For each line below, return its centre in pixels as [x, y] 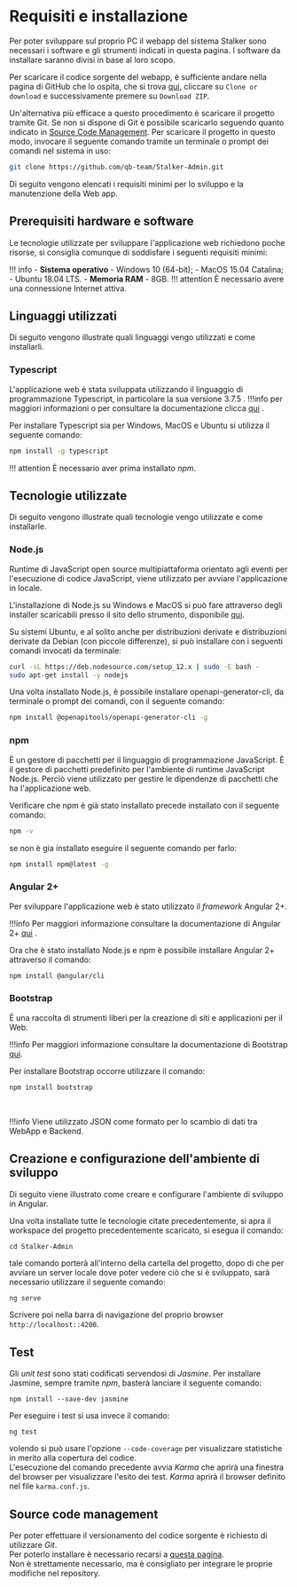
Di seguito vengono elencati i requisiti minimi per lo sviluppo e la [126, 184]
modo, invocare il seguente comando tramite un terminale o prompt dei [139, 141]
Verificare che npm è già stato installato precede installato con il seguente [144, 805]
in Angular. [29, 1204]
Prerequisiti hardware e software [102, 221]
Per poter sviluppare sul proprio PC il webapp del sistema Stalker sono [138, 41]
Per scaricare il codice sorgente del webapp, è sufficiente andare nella [138, 76]
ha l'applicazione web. [50, 788]
